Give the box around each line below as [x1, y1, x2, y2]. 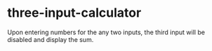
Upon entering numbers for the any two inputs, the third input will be [7, 28, 206, 36]
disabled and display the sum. [7, 35, 94, 43]
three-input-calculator [7, 5, 142, 21]
